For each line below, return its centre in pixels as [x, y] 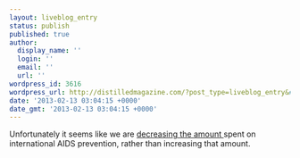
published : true [39, 34]
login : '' [35, 59]
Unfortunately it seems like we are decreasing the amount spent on [133, 134]
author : [24, 42]
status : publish [39, 26]
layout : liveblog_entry [54, 17]
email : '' [35, 68]
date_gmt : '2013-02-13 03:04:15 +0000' [83, 109]
